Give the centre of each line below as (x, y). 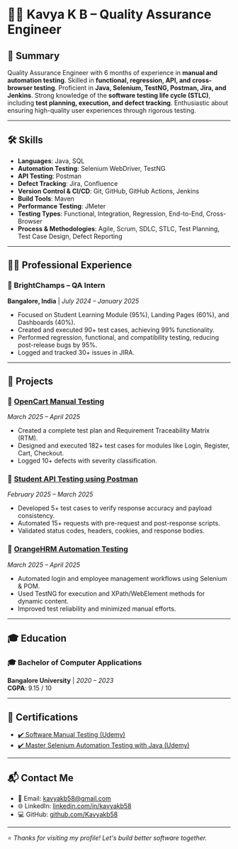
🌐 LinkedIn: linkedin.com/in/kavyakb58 (74, 806)
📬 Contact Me (40, 778)
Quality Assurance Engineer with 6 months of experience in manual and (113, 73)
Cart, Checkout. (41, 453)
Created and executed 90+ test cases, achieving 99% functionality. (116, 330)
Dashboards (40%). (46, 322)
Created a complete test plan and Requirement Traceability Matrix (114, 431)
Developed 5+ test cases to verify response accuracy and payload (115, 508)
